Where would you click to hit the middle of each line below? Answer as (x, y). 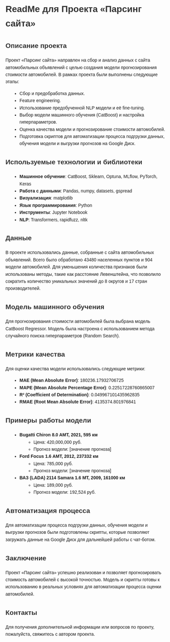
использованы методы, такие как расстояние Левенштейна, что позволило (83, 274)
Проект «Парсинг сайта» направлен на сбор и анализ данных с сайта (78, 60)
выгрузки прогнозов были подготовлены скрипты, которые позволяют (77, 532)
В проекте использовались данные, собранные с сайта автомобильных (80, 253)
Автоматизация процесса (48, 511)
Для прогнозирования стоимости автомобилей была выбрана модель (78, 322)
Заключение (26, 558)
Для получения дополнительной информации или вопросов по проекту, (80, 627)
